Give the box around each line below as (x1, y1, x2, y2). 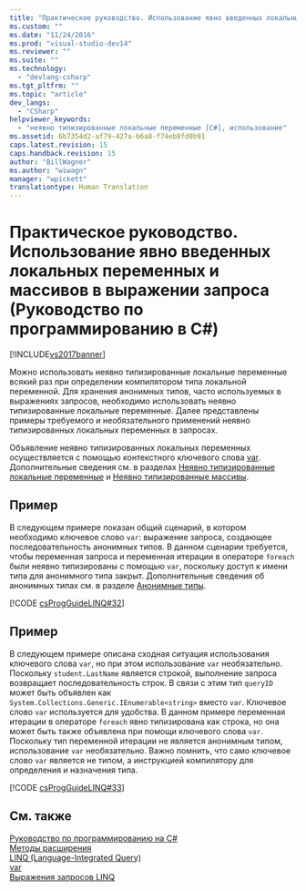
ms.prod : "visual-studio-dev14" (9, 38, 132, 48)
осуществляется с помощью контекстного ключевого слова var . (9, 452, 261, 463)
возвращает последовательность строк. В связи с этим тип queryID (9, 677, 273, 688)
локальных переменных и (9, 261, 220, 282)
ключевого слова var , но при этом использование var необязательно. (9, 658, 283, 669)
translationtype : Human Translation (9, 183, 148, 192)
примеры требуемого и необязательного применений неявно (9, 415, 250, 426)
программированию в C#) (9, 319, 219, 340)
